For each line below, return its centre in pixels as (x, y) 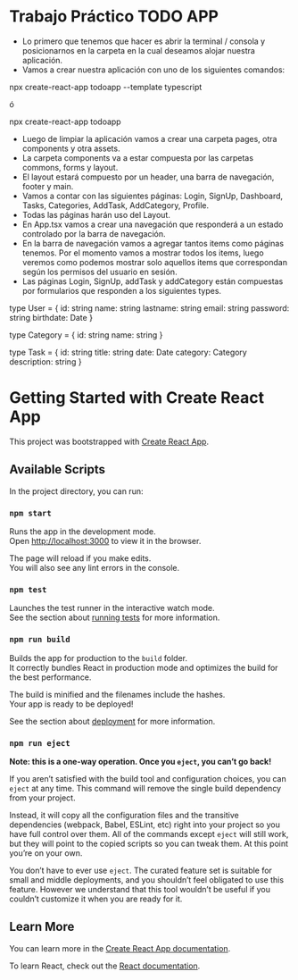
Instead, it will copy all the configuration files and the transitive (124, 815)
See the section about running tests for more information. (115, 617)
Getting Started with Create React (137, 398)
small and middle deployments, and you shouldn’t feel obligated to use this (146, 879)
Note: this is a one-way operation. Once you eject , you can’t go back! (141, 761)
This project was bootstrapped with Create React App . (109, 441)
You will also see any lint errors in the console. (95, 567)
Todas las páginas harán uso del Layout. (96, 214)
